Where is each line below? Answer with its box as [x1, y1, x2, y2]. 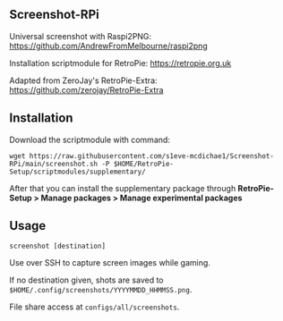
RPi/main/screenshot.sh [9, 159, 99, 168]
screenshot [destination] [9, 241, 106, 251]
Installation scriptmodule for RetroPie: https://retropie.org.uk [9, 57, 232, 68]
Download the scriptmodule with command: [9, 134, 170, 145]
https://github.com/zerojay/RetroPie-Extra [9, 84, 164, 95]
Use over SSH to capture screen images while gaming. [9, 258, 210, 268]
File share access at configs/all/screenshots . [9, 301, 180, 312]
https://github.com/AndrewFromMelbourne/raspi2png [9, 40, 208, 51]
